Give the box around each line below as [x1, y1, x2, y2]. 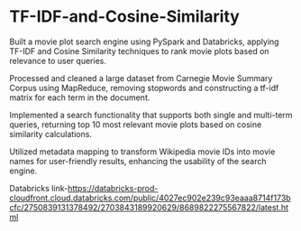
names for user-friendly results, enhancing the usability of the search [9, 155, 268, 166]
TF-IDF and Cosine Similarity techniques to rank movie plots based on [9, 45, 269, 56]
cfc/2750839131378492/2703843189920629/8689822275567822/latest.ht [9, 201, 289, 213]
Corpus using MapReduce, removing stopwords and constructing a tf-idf [9, 82, 279, 93]
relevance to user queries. [9, 55, 106, 66]
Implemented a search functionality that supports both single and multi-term [9, 109, 293, 120]
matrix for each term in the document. [9, 92, 150, 103]
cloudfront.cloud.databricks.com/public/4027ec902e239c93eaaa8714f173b [9, 192, 291, 203]
